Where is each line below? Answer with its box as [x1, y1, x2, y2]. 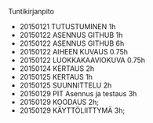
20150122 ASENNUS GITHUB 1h [19, 31, 123, 39]
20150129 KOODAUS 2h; [19, 98, 100, 106]
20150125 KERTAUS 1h [19, 73, 93, 81]
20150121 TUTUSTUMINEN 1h [19, 22, 116, 31]
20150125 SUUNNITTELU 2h [19, 80, 112, 90]
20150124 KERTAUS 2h [19, 64, 95, 73]
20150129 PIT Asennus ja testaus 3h [19, 89, 137, 98]
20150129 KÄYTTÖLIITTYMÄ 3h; [19, 106, 126, 115]
